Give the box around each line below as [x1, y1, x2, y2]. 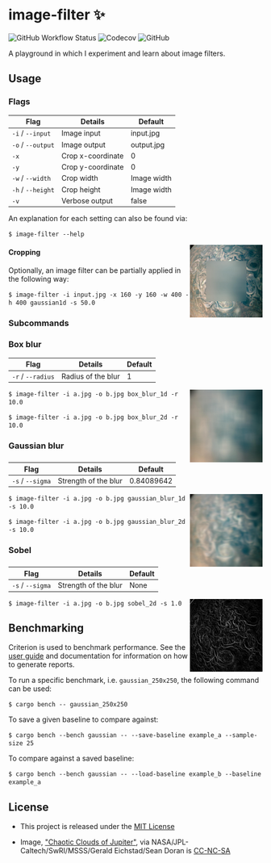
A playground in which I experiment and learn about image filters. [8, 48, 226, 58]
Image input [61, 128, 101, 138]
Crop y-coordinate [61, 162, 124, 172]
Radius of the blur [61, 371, 121, 381]
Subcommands [8, 317, 69, 329]
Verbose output [61, 195, 113, 205]
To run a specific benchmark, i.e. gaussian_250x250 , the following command [8, 676, 260, 685]
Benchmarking [8, 621, 85, 635]
